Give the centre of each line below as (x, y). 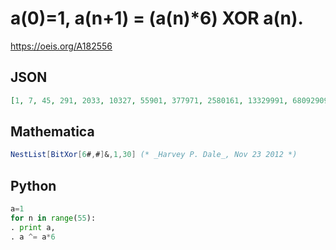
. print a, (33, 227)
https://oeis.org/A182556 (61, 46)
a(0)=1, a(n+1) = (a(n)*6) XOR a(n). (157, 18)
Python (33, 185)
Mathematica (52, 132)
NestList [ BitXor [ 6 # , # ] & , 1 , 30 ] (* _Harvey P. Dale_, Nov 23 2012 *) (154, 155)
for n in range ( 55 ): (53, 218)
